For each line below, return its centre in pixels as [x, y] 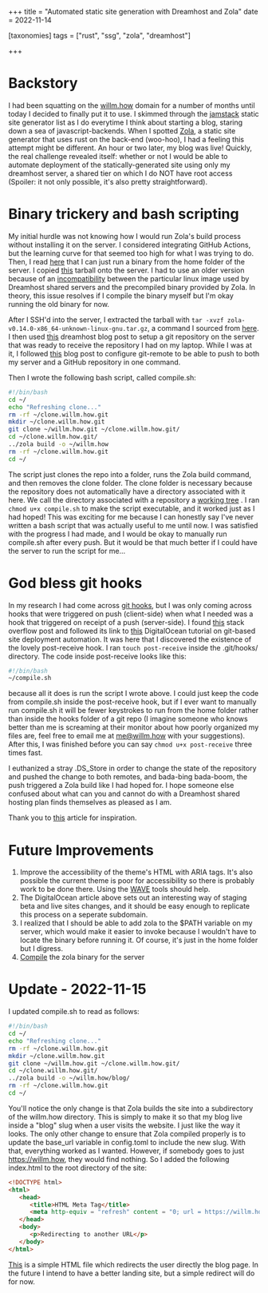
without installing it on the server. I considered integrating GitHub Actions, [130, 245]
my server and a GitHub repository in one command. [95, 362]
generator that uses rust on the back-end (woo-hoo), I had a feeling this [126, 139]
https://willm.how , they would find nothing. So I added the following [119, 1159]
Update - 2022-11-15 [77, 989]
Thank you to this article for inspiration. [73, 818]
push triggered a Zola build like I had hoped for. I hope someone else [121, 786]
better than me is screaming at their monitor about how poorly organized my [134, 727]
